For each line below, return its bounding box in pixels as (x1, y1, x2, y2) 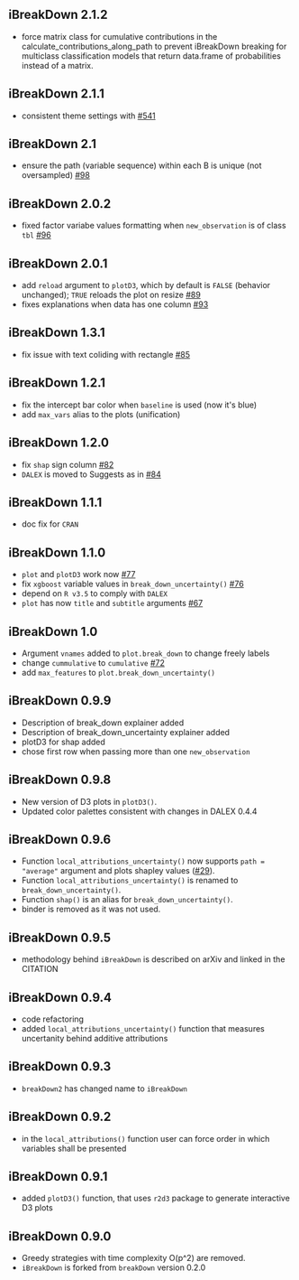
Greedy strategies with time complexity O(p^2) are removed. (21, 1253, 246, 1264)
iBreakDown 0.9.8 (8, 772, 112, 788)
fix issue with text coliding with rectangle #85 (21, 349, 191, 360)
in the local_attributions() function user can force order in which (21, 1133, 270, 1144)
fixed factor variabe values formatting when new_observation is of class (21, 220, 286, 231)
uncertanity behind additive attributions (21, 1033, 168, 1043)
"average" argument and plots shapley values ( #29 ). (21, 865, 215, 876)
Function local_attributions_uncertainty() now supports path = (21, 855, 265, 866)
